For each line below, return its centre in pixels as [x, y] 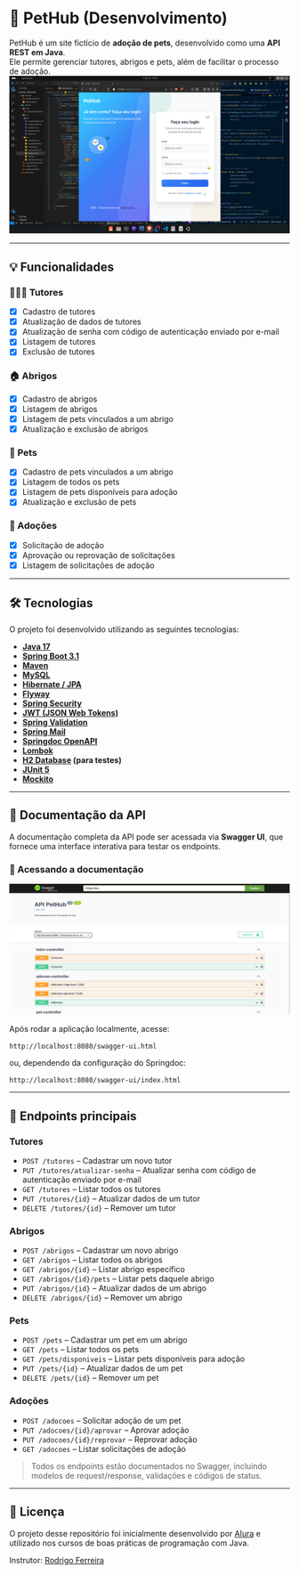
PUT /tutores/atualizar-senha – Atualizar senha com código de [139, 1170]
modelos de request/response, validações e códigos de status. [146, 1475]
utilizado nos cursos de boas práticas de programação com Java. [129, 1543]
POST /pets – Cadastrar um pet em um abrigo [105, 1340]
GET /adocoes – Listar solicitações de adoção [104, 1448]
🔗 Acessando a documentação [77, 869]
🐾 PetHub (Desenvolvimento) [119, 18]
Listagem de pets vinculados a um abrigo [97, 418]
